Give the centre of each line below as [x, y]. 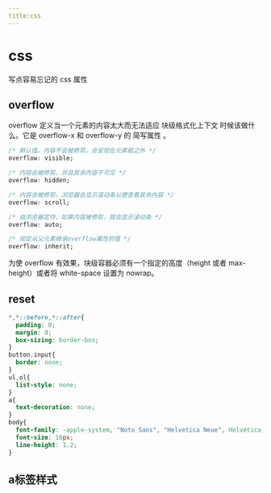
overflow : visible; [41, 158]
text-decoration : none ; [55, 407]
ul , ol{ [19, 377]
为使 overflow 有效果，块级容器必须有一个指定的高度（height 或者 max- [127, 263]
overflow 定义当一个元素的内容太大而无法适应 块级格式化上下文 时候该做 [128, 125]
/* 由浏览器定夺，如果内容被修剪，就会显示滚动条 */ [85, 217]
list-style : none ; [47, 385]
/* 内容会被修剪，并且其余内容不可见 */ [67, 173]
